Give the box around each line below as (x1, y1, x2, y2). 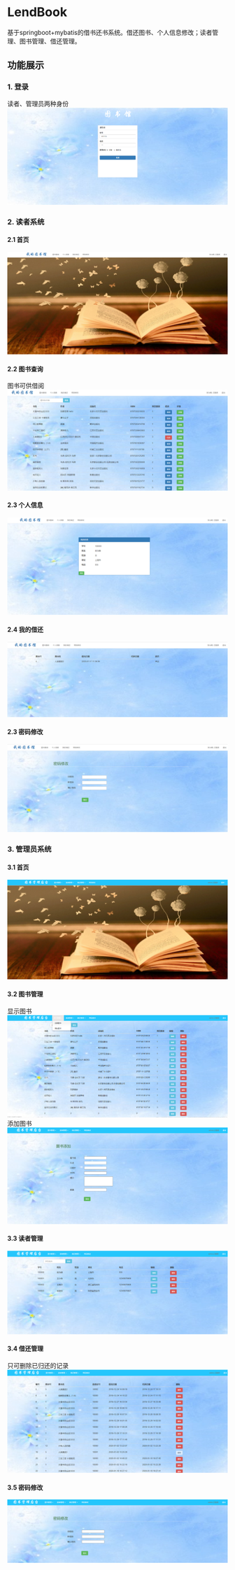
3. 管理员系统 (7, 844, 52, 854)
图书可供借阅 (7, 382, 44, 390)
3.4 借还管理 (7, 1344, 44, 1353)
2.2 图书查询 (7, 364, 43, 373)
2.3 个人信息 (7, 501, 43, 509)
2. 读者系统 (7, 217, 45, 227)
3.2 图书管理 (7, 990, 43, 998)
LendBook (7, 4, 68, 20)
